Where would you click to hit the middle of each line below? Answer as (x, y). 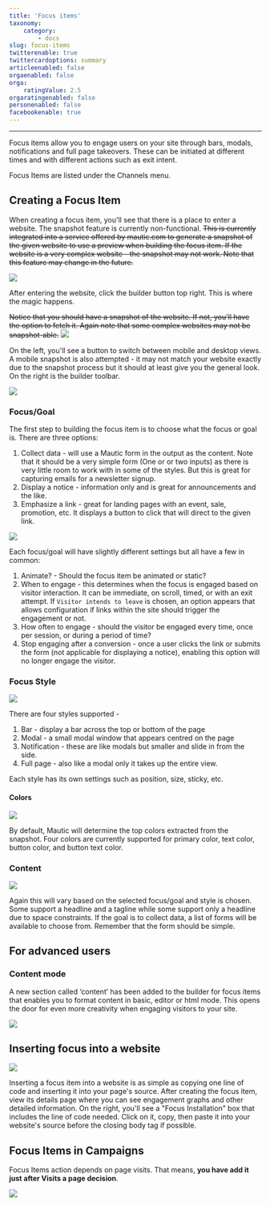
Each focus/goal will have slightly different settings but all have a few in (127, 552)
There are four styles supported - (64, 714)
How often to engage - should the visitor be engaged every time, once (137, 627)
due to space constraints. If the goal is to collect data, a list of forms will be (133, 917)
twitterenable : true (44, 53)
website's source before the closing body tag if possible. (103, 1125)
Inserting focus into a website (85, 1049)
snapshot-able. (34, 335)
